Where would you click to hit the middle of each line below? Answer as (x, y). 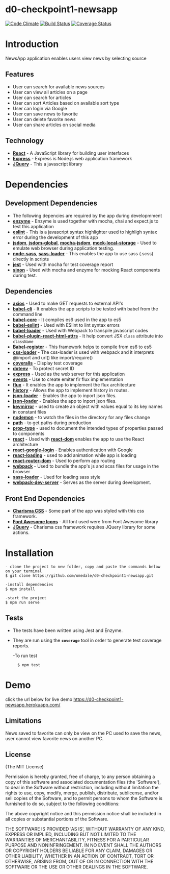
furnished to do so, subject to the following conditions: (62, 804)
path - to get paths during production (52, 423)
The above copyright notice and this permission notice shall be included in (83, 814)
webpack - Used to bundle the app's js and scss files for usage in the (86, 466)
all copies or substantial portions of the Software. (57, 819)
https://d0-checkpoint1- (98, 699)
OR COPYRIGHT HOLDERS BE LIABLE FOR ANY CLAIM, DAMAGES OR (79, 851)
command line (27, 314)
